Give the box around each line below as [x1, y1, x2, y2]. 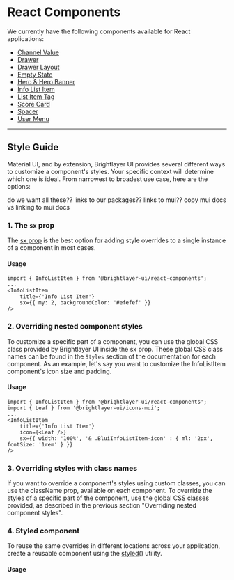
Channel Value [17, 48, 59, 56]
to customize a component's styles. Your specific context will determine [7, 167, 214, 175]
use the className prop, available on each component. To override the [7, 487, 212, 495]
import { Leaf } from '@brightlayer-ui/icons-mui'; [7, 405, 160, 412]
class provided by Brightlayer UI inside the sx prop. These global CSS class [7, 345, 223, 353]
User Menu [17, 114, 50, 123]
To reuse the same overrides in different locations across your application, [7, 542, 221, 550]
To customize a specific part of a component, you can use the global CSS [7, 337, 219, 345]
